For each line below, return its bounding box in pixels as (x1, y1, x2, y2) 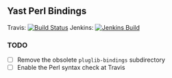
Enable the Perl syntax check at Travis (16, 64, 125, 72)
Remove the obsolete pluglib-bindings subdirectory (16, 56, 166, 64)
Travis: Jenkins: (7, 23, 94, 31)
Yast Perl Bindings (7, 5, 87, 17)
